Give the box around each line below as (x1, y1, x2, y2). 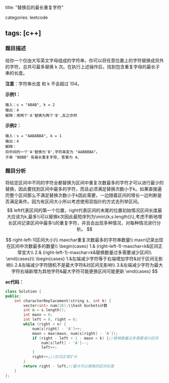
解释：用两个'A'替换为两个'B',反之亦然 (5, 113, 77, 118)
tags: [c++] (5, 29, 41, 38)
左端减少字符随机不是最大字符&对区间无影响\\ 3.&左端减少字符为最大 (21, 262, 163, 268)
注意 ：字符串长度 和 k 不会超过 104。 (5, 80, 82, 86)
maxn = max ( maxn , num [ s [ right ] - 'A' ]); (32, 331, 118, 336)
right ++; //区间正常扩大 (32, 354, 77, 359)
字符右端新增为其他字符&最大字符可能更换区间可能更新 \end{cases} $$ (11, 268, 158, 274)
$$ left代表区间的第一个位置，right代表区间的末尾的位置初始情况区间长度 (7, 207, 158, 213)
